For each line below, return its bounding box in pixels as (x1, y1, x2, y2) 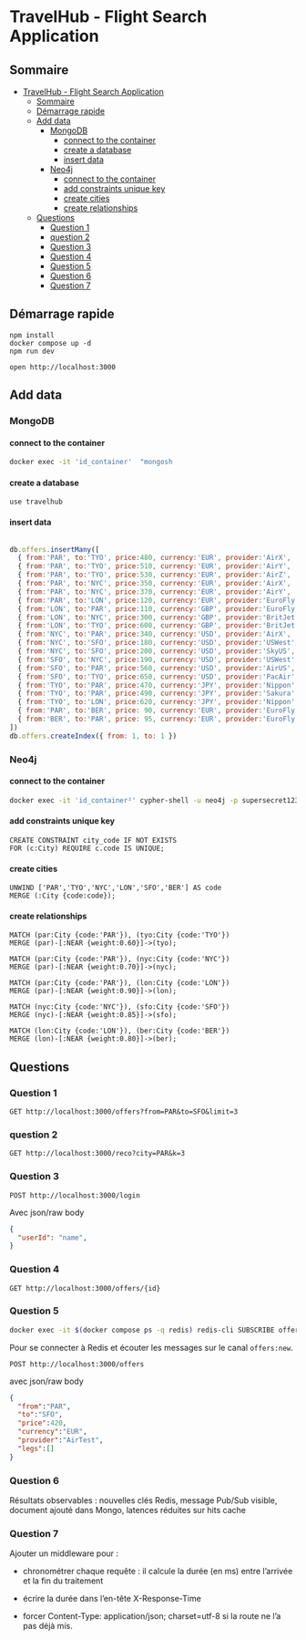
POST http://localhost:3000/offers (9, 1359, 145, 1369)
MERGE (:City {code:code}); (9, 891, 117, 900)
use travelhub (9, 497, 64, 507)
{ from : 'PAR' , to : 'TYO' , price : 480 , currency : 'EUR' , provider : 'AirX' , (17, 554, 291, 563)
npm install (9, 330, 55, 339)
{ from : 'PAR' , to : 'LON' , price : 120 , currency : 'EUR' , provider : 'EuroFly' (17, 596, 300, 605)
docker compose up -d (9, 338, 92, 348)
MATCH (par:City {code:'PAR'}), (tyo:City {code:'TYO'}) (9, 930, 230, 940)
